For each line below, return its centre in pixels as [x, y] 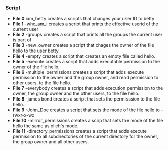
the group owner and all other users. [51, 142]
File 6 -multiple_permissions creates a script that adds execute [78, 72]
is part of [22, 40]
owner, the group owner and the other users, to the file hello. [76, 94]
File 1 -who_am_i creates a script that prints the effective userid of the [85, 24]
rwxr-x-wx [23, 115]
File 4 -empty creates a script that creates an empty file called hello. [84, 56]
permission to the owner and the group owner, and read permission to [86, 78]
